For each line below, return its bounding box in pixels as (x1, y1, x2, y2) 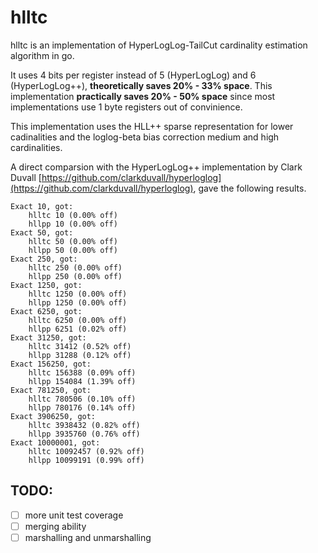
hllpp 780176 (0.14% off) (28, 402, 137, 413)
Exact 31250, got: (10, 332, 87, 343)
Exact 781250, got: (10, 385, 92, 395)
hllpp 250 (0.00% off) (28, 271, 123, 281)
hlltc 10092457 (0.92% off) (28, 446, 145, 456)
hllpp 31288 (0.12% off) (28, 350, 132, 360)
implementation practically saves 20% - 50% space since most (10, 90, 276, 102)
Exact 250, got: (10, 254, 78, 264)
